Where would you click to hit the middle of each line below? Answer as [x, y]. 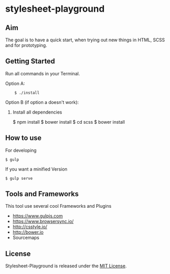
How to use [23, 138]
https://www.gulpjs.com [38, 216]
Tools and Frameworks [42, 194]
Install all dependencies [37, 112]
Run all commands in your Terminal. [43, 73]
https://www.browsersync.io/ [43, 222]
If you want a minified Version [36, 169]
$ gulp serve [19, 178]
